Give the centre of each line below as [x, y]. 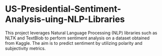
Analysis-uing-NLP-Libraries [65, 19]
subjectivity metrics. [25, 48]
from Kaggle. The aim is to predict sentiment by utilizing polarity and [74, 43]
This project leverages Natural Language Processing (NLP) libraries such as [81, 33]
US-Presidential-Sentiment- [63, 9]
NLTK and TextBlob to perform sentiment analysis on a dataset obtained [77, 38]
